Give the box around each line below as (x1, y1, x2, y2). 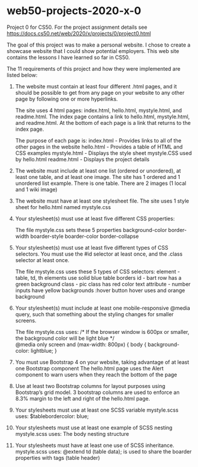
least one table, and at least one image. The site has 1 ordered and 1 (15, 173, 180, 180)
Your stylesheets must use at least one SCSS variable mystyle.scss (15, 406, 179, 413)
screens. (15, 317, 37, 324)
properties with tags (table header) (15, 454, 100, 461)
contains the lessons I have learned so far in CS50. (6, 54, 130, 61)
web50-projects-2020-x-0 (6, 4, 141, 18)
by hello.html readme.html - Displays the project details (15, 155, 150, 163)
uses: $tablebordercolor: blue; (15, 412, 89, 419)
